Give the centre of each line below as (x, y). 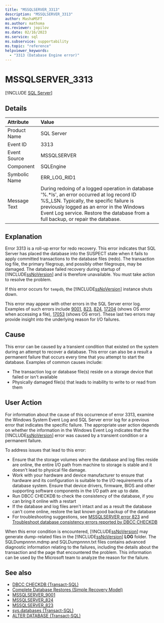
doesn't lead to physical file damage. (49, 470)
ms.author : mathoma (25, 23)
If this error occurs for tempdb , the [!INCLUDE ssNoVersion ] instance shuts (79, 289)
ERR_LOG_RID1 (58, 178)
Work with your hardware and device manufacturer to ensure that (78, 475)
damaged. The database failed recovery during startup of (63, 269)
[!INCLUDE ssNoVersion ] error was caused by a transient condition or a (76, 435)
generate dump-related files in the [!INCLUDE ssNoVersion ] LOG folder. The (81, 536)
